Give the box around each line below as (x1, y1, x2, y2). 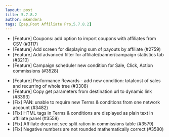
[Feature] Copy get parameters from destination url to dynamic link (12, 88, 152, 94)
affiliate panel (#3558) (12, 115, 59, 122)
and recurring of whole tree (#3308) (12, 83, 89, 89)
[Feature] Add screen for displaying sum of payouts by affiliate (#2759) (12, 46, 161, 52)
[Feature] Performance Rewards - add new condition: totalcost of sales (12, 78, 161, 84)
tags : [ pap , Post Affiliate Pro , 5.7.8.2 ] (5, 21, 92, 27)
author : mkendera (5, 17, 42, 22)
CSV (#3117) (12, 41, 38, 47)
